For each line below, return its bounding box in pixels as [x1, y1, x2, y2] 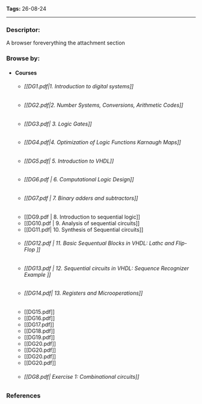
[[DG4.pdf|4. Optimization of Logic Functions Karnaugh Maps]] [23, 139, 182, 146]
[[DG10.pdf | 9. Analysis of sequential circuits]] [23, 219, 140, 227]
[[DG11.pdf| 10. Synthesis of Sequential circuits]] [23, 226, 144, 233]
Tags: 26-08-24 [6, 5, 47, 12]
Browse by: [6, 54, 40, 62]
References [6, 391, 41, 400]
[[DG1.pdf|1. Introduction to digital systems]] [23, 83, 134, 90]
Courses [14, 69, 37, 76]
